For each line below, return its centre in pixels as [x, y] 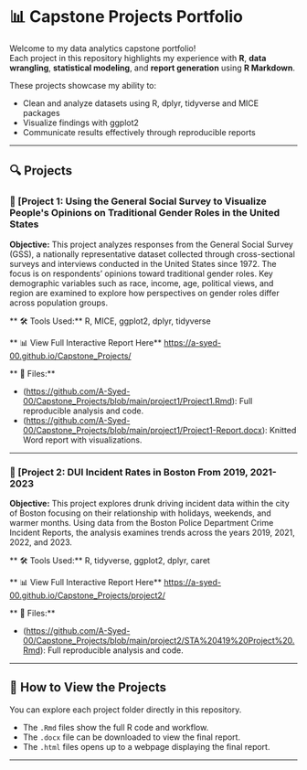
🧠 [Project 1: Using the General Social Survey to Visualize [138, 201]
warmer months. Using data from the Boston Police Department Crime [142, 522]
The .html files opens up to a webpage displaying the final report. [146, 746]
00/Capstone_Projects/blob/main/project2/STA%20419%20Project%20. [159, 640]
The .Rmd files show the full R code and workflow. [116, 727]
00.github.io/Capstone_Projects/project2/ [88, 595]
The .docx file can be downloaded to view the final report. [131, 737]
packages [42, 112]
